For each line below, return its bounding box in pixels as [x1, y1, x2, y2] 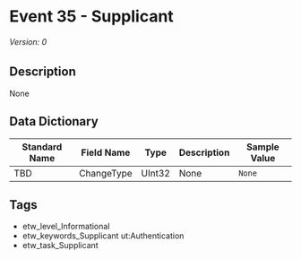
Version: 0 [9, 36, 47, 47]
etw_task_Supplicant [21, 240, 99, 251]
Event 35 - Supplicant [9, 6, 175, 27]
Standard [21, 141, 63, 153]
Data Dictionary [9, 114, 99, 129]
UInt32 [141, 167, 170, 179]
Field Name [81, 146, 131, 159]
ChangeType [79, 167, 133, 179]
